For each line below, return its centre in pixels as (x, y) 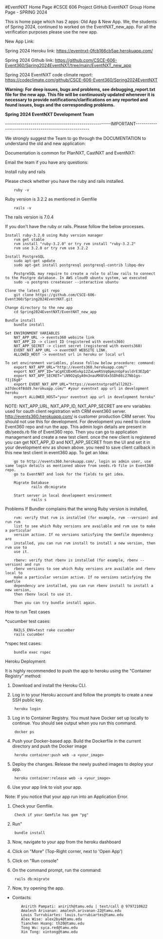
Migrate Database (31, 483)
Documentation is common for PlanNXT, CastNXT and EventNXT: (70, 153)
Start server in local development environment (63, 496)
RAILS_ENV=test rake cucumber (45, 630)
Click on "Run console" (35, 861)
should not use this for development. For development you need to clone (78, 422)
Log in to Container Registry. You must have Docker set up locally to (80, 718)
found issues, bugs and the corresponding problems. (60, 105)
